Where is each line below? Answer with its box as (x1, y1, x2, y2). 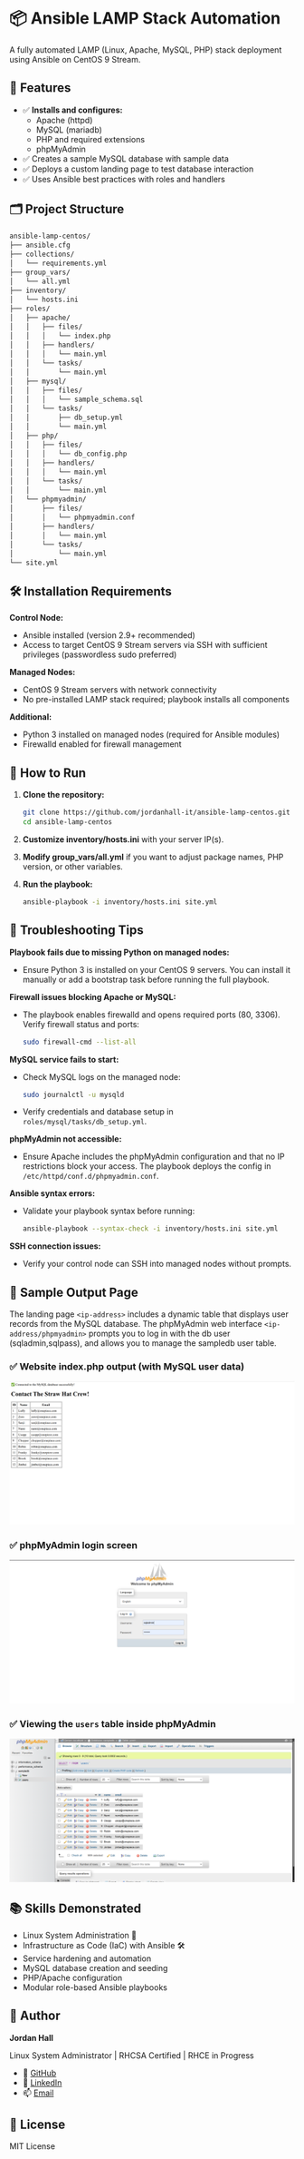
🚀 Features (9, 80, 71, 96)
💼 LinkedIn (22, 2076, 62, 2088)
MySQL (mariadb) (35, 124, 102, 135)
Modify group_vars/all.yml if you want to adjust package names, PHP (22, 851, 284, 862)
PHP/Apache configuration (22, 1972, 123, 1983)
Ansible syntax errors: (9, 1188, 96, 1199)
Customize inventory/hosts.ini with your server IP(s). (22, 833, 224, 845)
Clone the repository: (22, 790, 105, 800)
